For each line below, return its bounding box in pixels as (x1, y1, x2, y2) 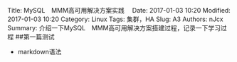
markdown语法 (17, 48, 62, 56)
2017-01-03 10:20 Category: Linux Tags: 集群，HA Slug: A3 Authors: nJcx (7, 15, 223, 23)
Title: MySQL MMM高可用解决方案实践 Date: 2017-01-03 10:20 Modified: (7, 6, 231, 14)
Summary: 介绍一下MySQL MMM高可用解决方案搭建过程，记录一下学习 (7, 24, 221, 32)
